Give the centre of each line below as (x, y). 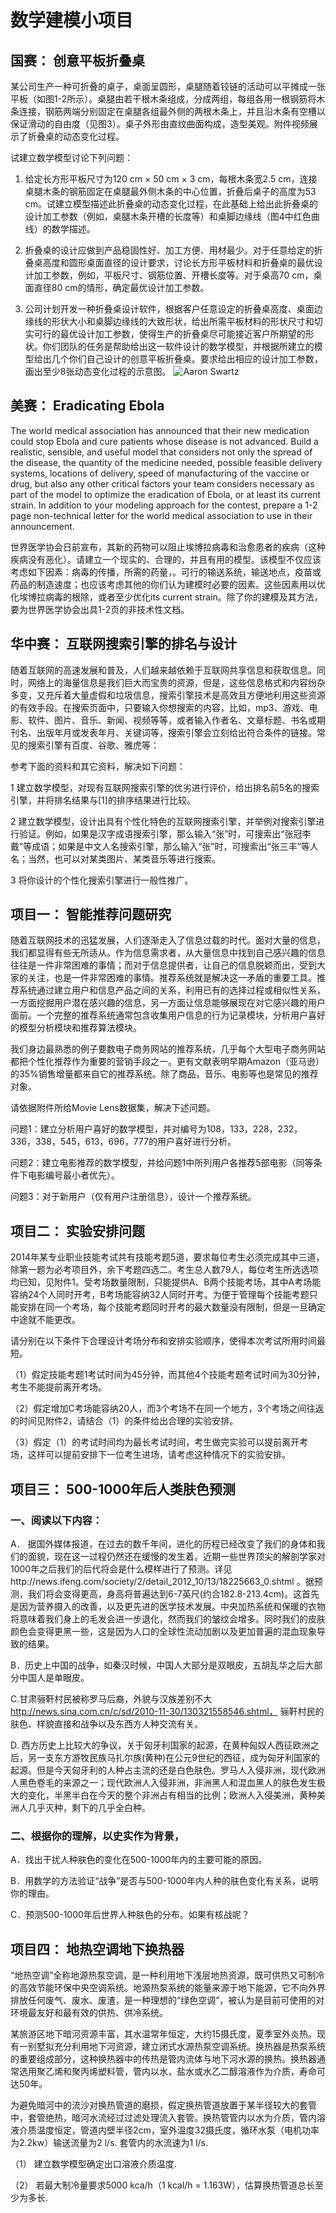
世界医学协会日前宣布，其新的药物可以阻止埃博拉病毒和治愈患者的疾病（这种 (168, 547)
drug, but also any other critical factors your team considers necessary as (162, 483)
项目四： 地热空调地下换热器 (97, 1949)
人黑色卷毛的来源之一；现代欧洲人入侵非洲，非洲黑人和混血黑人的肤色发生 (163, 1782)
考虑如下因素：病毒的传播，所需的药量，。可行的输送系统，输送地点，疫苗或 (166, 572)
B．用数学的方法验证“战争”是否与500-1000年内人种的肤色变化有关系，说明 (164, 1881)
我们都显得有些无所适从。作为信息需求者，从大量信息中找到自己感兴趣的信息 (168, 953)
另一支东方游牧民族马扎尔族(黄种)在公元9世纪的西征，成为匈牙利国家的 (173, 1757)
